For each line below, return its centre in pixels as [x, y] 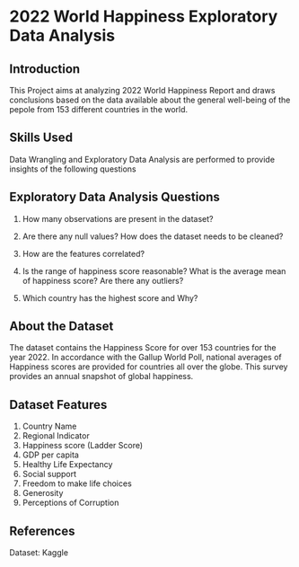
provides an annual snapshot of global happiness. [101, 377]
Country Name [49, 426]
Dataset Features [58, 405]
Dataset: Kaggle [39, 553]
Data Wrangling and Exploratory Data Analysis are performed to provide [142, 159]
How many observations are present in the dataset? [118, 218]
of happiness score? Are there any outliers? [103, 280]
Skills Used [41, 138]
